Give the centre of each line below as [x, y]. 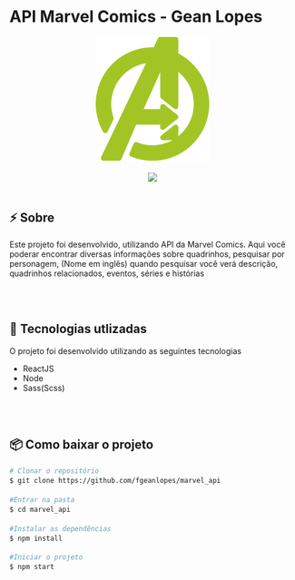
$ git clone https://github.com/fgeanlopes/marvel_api [115, 481]
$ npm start [32, 567]
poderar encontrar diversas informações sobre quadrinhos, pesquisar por [147, 254]
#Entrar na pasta [42, 500]
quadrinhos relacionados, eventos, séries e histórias [107, 273]
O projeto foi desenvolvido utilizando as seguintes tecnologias [126, 350]
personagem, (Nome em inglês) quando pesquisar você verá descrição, [144, 263]
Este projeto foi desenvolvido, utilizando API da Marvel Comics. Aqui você [147, 244]
